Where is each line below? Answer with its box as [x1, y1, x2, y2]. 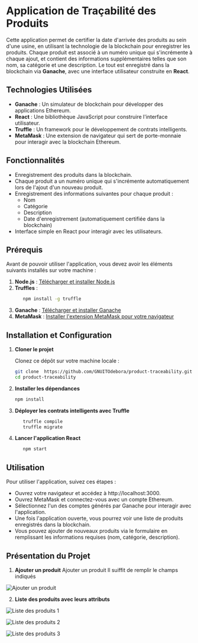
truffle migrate [22, 424, 63, 430]
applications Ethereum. [14, 106, 71, 114]
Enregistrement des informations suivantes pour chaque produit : [14, 190, 173, 197]
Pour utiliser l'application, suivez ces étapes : [6, 478, 116, 486]
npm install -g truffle [22, 296, 82, 302]
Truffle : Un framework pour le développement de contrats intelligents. [14, 125, 187, 133]
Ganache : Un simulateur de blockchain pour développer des [14, 101, 164, 108]
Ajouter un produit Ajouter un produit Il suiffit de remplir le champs [14, 566, 178, 573]
